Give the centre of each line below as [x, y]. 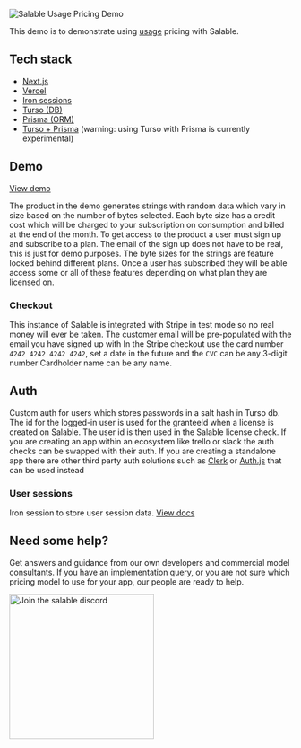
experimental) [48, 138]
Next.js [35, 81]
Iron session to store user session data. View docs [102, 513]
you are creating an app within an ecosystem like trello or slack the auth [142, 441]
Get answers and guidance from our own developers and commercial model [150, 562]
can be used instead [47, 470]
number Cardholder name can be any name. [91, 363]
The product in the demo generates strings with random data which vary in [147, 206]
